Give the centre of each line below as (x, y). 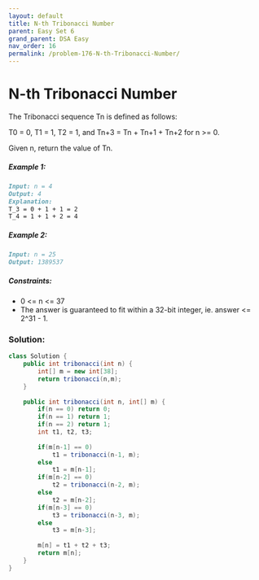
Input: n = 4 (31, 186)
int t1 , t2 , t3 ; (65, 432)
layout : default (36, 16)
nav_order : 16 (33, 46)
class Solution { (38, 356)
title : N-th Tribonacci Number (61, 24)
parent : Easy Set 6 (42, 31)
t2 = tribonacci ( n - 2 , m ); (96, 485)
